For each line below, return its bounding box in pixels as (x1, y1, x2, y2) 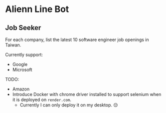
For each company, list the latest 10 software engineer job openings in (5, 36, 149, 42)
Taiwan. (5, 42, 21, 48)
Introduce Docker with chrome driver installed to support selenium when (12, 91, 162, 97)
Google (12, 61, 28, 67)
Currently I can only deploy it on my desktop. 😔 (19, 102, 118, 108)
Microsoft (12, 66, 32, 72)
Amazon (12, 86, 30, 92)
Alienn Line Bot (5, 3, 69, 15)
